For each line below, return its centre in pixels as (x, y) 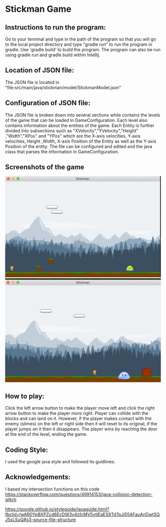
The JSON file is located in (32, 82)
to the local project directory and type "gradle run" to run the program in (79, 44)
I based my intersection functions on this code (52, 489)
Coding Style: (27, 450)
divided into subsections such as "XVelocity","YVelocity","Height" (72, 131)
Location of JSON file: (40, 70)
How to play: (25, 396)
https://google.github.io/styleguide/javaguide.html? (57, 509)
